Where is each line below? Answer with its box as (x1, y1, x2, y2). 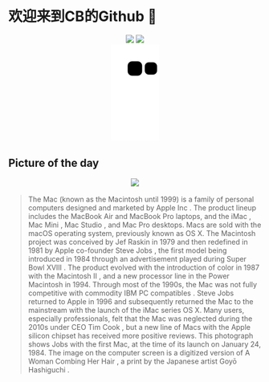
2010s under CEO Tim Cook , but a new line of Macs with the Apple (27, 322, 251, 331)
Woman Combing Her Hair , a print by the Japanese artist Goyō (27, 356, 238, 366)
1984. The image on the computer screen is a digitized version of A (27, 347, 251, 357)
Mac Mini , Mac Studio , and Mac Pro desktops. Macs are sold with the (27, 220, 262, 230)
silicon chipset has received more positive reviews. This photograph (27, 331, 254, 340)
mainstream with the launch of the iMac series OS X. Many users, (27, 305, 245, 315)
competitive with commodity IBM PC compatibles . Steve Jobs (27, 288, 234, 298)
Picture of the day (8, 156, 100, 170)
